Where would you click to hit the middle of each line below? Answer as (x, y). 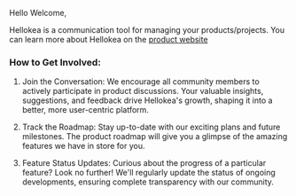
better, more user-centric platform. (85, 110)
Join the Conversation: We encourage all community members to (140, 82)
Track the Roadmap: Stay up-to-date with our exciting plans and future (151, 127)
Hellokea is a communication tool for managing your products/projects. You (147, 30)
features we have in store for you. (83, 146)
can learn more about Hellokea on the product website (109, 39)
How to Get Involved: (55, 62)
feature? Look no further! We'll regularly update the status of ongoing (149, 173)
